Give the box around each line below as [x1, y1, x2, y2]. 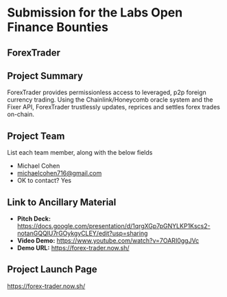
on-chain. [7, 110, 34, 118]
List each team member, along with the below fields [7, 148, 153, 157]
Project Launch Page [7, 263, 97, 276]
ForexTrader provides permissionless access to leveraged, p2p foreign [7, 88, 207, 97]
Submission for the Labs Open [7, 5, 183, 21]
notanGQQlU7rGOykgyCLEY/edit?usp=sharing [16, 229, 148, 238]
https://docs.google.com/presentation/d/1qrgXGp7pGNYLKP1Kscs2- [16, 222, 211, 230]
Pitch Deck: [16, 214, 51, 223]
